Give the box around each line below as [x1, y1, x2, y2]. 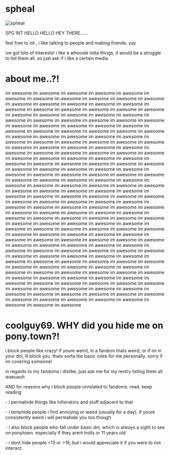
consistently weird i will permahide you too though [5, 414, 111, 420]
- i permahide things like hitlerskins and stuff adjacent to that [5, 399, 133, 405]
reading [5, 389, 22, 395]
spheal [5, 3, 35, 15]
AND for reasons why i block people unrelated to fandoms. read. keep [5, 383, 152, 390]
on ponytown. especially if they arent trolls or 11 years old [5, 429, 126, 436]
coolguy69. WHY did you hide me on [5, 320, 163, 331]
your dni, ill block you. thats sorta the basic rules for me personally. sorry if [5, 353, 163, 359]
